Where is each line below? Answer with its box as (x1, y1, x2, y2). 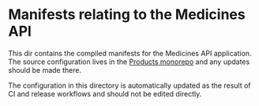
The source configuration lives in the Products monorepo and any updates (8, 57, 250, 66)
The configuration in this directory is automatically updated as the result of (8, 81, 251, 90)
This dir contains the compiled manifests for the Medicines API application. (8, 48, 252, 58)
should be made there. (8, 65, 81, 74)
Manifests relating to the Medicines (8, 6, 246, 24)
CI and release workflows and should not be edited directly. (8, 89, 202, 98)
